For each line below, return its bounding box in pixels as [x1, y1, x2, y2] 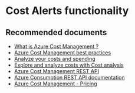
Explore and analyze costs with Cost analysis [14, 61, 124, 68]
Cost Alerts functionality [5, 4, 129, 18]
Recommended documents [5, 27, 107, 37]
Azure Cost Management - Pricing [14, 80, 98, 87]
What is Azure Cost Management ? [14, 43, 99, 50]
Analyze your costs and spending [14, 56, 96, 62]
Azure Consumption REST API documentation [14, 74, 125, 81]
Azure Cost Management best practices [14, 49, 111, 56]
